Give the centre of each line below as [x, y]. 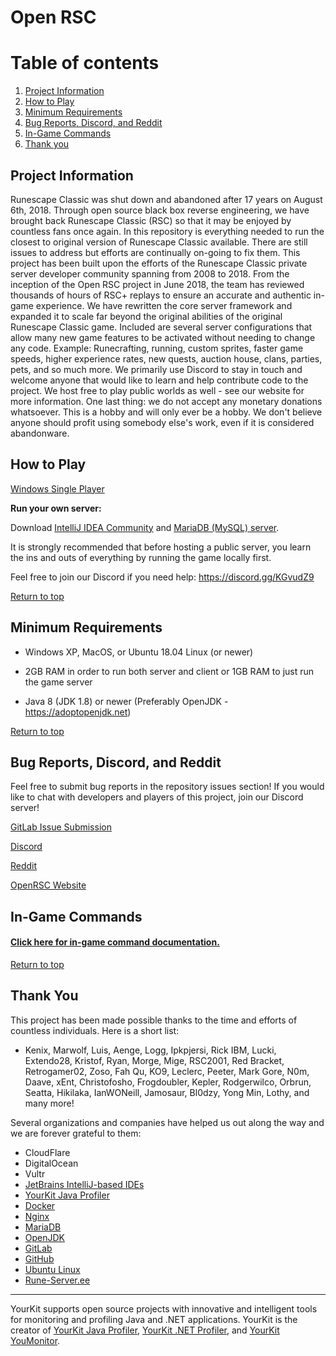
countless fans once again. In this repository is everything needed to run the [167, 231]
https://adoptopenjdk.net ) [78, 712]
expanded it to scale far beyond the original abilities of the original [146, 316]
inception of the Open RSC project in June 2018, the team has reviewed [157, 284]
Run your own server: [56, 508]
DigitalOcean [51, 1163]
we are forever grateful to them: [76, 1133]
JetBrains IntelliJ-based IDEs [84, 1184]
